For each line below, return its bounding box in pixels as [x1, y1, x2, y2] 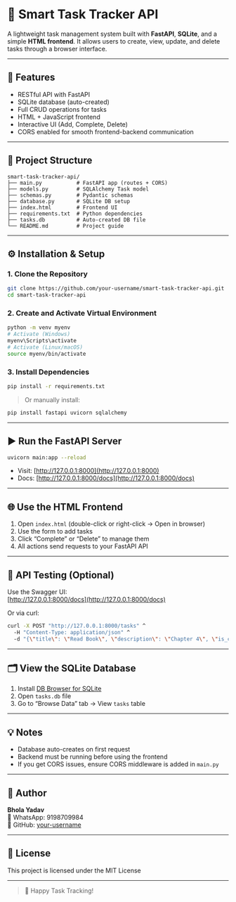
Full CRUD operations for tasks [17, 105, 107, 113]
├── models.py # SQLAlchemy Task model [7, 186, 150, 193]
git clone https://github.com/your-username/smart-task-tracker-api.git [7, 285, 225, 292]
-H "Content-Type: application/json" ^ [13, 629, 131, 636]
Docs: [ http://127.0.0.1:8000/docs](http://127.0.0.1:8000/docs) [17, 474, 195, 482]
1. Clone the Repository [7, 269, 88, 278]
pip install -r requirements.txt [7, 382, 105, 389]
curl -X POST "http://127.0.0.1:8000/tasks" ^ [7, 622, 146, 630]
